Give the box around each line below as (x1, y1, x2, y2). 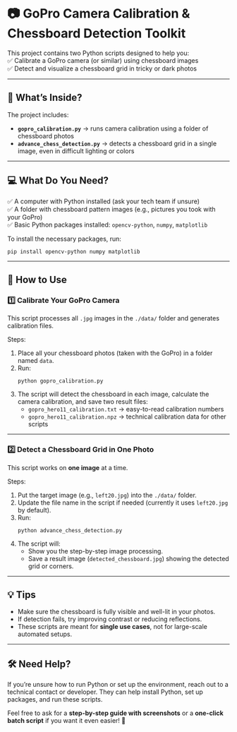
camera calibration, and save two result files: (17, 397, 148, 406)
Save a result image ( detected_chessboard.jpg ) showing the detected (28, 554, 229, 563)
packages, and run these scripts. (7, 695, 103, 704)
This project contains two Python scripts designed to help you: (7, 49, 190, 57)
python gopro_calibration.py (17, 378, 104, 385)
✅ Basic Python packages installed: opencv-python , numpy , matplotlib (7, 220, 208, 229)
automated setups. (17, 630, 73, 639)
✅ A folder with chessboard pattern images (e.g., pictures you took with (7, 205, 217, 213)
